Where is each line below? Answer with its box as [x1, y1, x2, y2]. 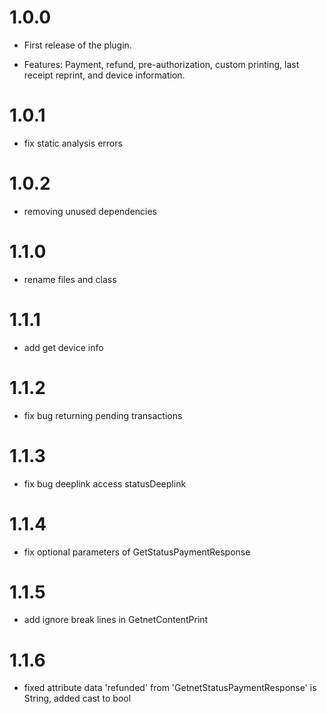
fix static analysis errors [23, 137, 123, 149]
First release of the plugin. [23, 39, 132, 51]
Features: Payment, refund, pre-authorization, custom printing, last [23, 58, 300, 70]
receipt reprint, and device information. [23, 69, 186, 81]
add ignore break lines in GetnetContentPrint [23, 614, 209, 626]
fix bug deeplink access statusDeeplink [23, 477, 187, 490]
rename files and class [23, 273, 117, 285]
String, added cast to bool [23, 692, 132, 705]
